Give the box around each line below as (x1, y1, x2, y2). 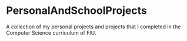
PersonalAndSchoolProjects (6, 4, 147, 17)
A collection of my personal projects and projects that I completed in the (6, 23, 181, 30)
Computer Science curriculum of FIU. (6, 29, 96, 36)
